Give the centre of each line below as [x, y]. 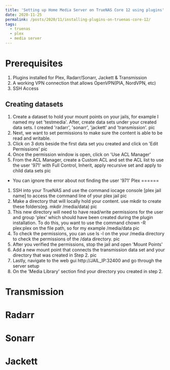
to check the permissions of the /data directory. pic [66, 239]
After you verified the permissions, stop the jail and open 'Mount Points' [88, 244]
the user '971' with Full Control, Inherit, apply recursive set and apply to [87, 165]
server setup [26, 266]
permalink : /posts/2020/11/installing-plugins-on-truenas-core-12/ [78, 19]
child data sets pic [32, 170]
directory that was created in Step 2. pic [55, 255]
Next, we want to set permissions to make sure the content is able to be [88, 133]
